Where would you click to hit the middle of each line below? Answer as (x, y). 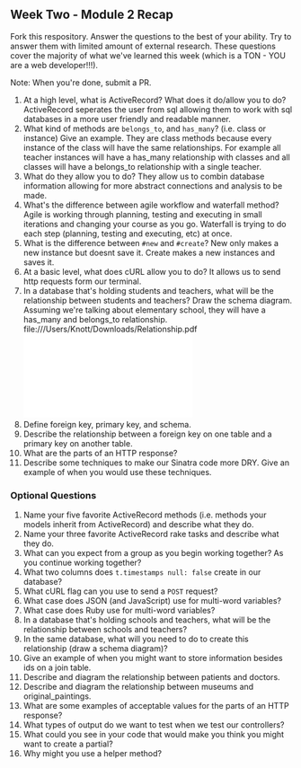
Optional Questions (53, 495)
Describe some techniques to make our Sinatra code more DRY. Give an (156, 463)
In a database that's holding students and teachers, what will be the (148, 290)
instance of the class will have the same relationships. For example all (152, 147)
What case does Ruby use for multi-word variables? (119, 611)
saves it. (39, 262)
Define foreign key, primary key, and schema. (107, 424)
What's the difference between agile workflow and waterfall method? (151, 205)
